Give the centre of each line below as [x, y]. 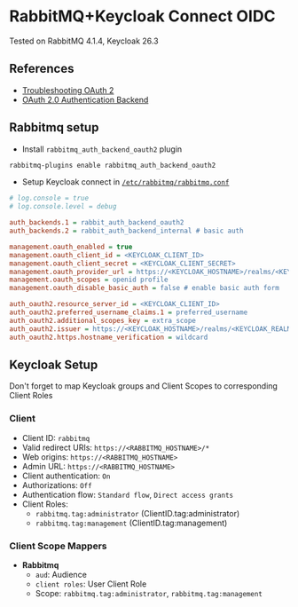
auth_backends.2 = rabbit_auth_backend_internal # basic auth [126, 231]
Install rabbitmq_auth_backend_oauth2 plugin [102, 149]
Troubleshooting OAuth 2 [68, 90]
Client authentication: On [66, 476]
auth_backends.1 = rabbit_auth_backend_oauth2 [97, 223]
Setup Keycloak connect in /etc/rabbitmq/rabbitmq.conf [125, 182]
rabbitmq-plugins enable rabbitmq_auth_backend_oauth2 [113, 165]
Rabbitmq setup [54, 127]
